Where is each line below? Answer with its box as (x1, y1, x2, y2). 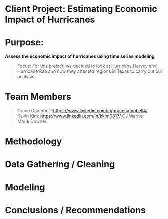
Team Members (5, 91, 71, 103)
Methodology (5, 136, 62, 147)
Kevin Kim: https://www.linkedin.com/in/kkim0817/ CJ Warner (17, 113, 144, 119)
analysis (17, 74, 35, 80)
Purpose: (5, 37, 44, 48)
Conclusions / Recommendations (5, 204, 146, 216)
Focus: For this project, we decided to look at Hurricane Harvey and (17, 63, 157, 69)
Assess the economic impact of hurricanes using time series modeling (5, 53, 155, 59)
